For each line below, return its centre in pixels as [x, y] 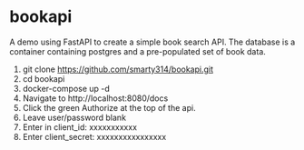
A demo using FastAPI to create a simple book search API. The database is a [152, 42]
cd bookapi [44, 78]
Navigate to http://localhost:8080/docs [95, 98]
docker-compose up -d [66, 88]
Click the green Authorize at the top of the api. [109, 107]
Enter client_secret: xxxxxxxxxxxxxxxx [94, 136]
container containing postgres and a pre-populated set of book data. [137, 51]
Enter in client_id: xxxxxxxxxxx [80, 127]
